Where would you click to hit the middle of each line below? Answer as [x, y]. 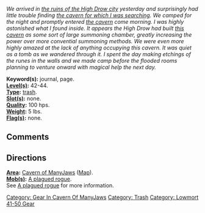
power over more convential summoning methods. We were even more [95, 41]
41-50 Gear [20, 204]
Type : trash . [22, 92]
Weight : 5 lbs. [24, 111]
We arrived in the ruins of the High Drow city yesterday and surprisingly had [102, 9]
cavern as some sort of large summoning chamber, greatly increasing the [99, 35]
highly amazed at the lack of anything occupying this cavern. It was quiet [99, 48]
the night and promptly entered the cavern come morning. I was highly [95, 22]
